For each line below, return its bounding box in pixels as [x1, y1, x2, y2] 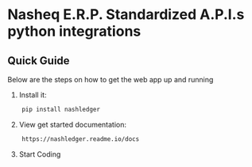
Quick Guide [7, 54, 70, 67]
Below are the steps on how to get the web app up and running [7, 75, 214, 84]
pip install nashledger [21, 105, 101, 113]
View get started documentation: [18, 120, 127, 129]
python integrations [7, 22, 142, 40]
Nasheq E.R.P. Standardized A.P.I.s [7, 6, 245, 24]
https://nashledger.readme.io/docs [21, 135, 140, 143]
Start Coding [18, 149, 61, 159]
